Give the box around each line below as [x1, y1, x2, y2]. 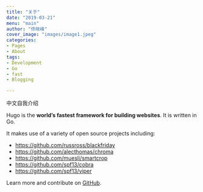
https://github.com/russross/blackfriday [15, 142, 115, 149]
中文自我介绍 [6, 100, 38, 107]
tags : [6, 54, 20, 60]
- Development [6, 60, 43, 66]
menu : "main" [6, 20, 40, 26]
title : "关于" [6, 9, 41, 15]
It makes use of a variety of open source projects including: [6, 130, 156, 137]
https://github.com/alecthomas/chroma [15, 148, 114, 156]
